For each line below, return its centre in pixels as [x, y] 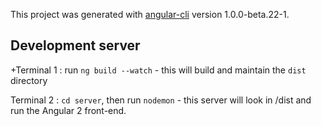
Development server [75, 45]
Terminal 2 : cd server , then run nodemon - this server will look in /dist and [161, 100]
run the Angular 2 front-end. [68, 110]
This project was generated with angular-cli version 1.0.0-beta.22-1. [150, 14]
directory [29, 80]
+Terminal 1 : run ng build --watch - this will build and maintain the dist [158, 70]
